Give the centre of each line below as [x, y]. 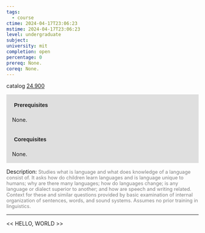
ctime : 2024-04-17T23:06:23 [42, 23]
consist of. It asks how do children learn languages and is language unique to [95, 178]
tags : [13, 12]
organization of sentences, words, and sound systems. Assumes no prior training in [102, 201]
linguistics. [19, 206]
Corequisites [31, 140]
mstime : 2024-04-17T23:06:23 [43, 29]
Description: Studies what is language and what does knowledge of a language [99, 172]
